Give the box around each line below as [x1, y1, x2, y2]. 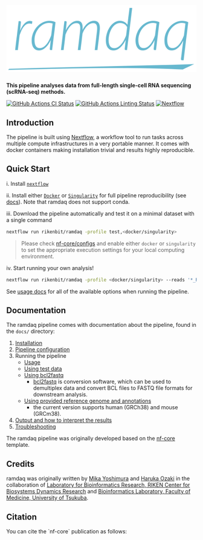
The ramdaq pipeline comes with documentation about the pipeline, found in [6, 321, 196, 329]
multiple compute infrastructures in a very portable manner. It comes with [6, 140, 190, 147]
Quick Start [6, 164, 50, 174]
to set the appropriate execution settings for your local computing [21, 246, 185, 253]
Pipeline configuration [14, 346, 70, 353]
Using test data [24, 365, 62, 372]
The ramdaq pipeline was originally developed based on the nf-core [6, 435, 175, 442]
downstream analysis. [33, 391, 88, 398]
